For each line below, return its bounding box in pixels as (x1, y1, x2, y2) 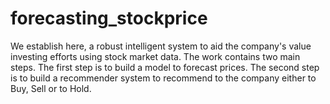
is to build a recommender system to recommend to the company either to (10, 72, 317, 84)
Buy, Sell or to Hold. (10, 82, 92, 94)
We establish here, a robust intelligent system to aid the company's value (10, 40, 312, 52)
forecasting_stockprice (10, 7, 208, 30)
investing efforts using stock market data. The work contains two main (10, 50, 301, 62)
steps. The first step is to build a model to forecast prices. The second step (10, 61, 320, 73)
